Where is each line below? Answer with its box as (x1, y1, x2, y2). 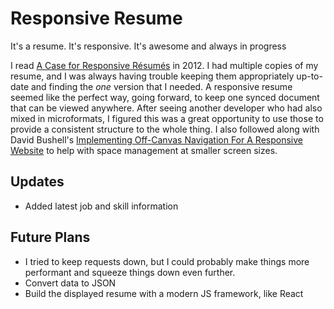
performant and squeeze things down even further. (24, 266, 236, 278)
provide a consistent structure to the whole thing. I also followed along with (10, 123, 320, 135)
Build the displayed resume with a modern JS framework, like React (24, 287, 304, 299)
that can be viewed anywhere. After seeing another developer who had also (10, 102, 323, 114)
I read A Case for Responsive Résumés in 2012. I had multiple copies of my (10, 59, 319, 71)
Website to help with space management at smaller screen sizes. (10, 144, 278, 156)
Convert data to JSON (24, 277, 117, 289)
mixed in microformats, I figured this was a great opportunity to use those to (10, 112, 324, 124)
